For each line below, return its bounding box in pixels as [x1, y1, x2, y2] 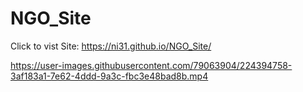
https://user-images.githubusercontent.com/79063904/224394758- [10, 59, 293, 71]
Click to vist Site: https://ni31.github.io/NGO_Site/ [10, 40, 212, 52]
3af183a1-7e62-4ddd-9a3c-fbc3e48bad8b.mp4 [10, 70, 209, 82]
